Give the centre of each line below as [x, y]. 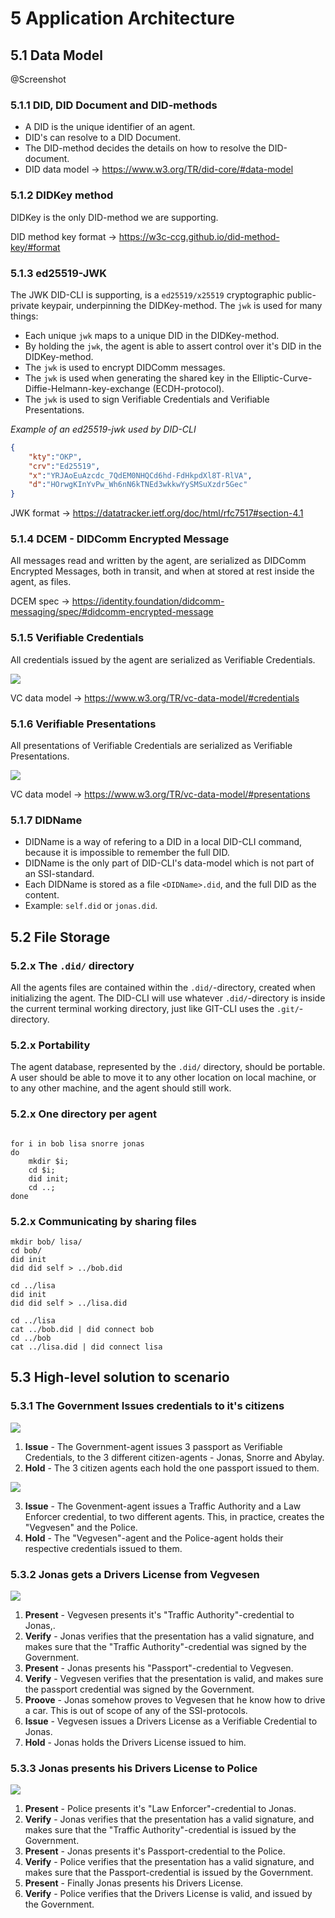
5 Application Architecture [122, 18]
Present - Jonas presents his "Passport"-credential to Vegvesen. [159, 1668]
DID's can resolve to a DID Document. [103, 138]
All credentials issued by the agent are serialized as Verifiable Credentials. [163, 659]
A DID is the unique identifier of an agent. [110, 127]
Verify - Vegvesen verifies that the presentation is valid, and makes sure [174, 1678]
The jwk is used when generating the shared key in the [137, 378]
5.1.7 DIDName [46, 820]
